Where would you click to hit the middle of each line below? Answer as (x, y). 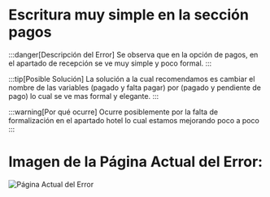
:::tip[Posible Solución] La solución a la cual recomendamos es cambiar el (132, 79)
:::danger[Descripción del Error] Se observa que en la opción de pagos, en (133, 54)
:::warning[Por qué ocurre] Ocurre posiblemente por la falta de (113, 112)
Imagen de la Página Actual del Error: (135, 162)
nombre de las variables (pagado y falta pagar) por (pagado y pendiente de (135, 88)
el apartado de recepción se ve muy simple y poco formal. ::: (110, 63)
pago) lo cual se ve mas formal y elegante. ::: (84, 96)
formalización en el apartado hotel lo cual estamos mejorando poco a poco (134, 120)
